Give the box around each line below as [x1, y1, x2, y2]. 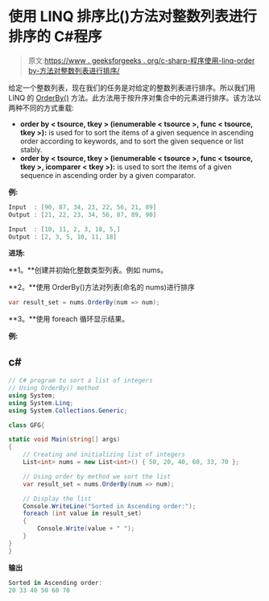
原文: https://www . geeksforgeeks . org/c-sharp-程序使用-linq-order [27, 56, 255, 65]
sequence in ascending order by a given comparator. [19, 170, 196, 180]
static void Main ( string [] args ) [8, 436, 121, 444]
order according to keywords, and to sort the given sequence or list [19, 136, 244, 146]
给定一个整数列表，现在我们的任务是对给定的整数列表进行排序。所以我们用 [8, 82, 255, 93]
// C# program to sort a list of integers [8, 376, 153, 385]
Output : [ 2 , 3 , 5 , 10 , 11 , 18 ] [8, 233, 118, 241]
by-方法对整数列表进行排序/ [27, 65, 120, 75]
